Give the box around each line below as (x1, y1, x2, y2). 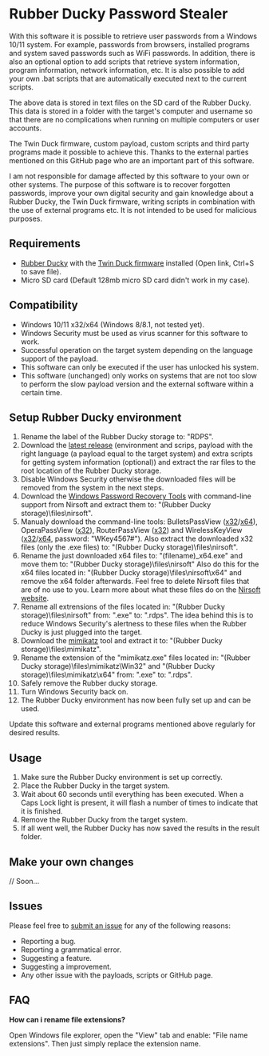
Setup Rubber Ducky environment (9, 410, 182, 424)
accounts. (9, 123, 42, 133)
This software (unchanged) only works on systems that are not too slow (20, 370, 258, 380)
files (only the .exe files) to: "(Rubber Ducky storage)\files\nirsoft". (20, 542, 239, 552)
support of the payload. (20, 354, 99, 363)
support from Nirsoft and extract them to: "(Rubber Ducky (20, 500, 212, 510)
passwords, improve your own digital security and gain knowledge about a (9, 188, 254, 198)
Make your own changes (9, 855, 134, 869)
